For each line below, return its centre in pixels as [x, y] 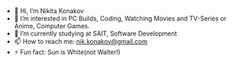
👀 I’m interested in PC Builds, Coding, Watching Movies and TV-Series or [120, 18]
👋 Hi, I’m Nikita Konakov [49, 11]
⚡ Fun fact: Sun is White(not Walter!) [67, 52]
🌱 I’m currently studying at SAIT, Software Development [95, 33]
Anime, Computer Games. [52, 26]
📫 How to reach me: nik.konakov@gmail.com [80, 41]
